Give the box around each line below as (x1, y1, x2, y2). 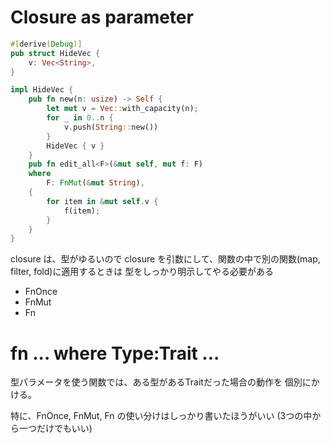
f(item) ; (63, 206, 101, 216)
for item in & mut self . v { (46, 196, 159, 206)
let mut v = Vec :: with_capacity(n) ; (46, 104, 199, 114)
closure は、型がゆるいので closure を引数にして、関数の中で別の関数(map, (10, 253, 321, 265)
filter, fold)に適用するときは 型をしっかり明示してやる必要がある (10, 266, 274, 278)
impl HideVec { (10, 85, 74, 95)
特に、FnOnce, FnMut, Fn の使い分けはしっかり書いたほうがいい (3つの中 (10, 410, 313, 422)
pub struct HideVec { (10, 48, 101, 58)
